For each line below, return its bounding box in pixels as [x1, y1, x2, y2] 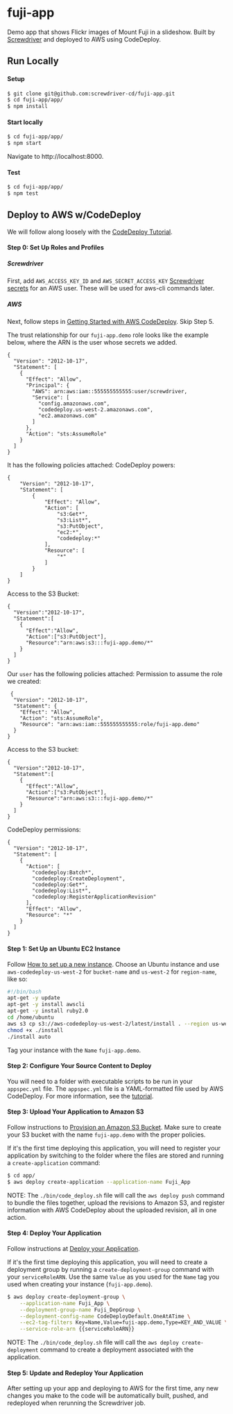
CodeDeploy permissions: [7, 825, 81, 834]
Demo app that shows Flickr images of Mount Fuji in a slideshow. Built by [7, 28, 216, 36]
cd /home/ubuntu [7, 1014, 54, 1021]
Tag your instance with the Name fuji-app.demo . [7, 1046, 141, 1054]
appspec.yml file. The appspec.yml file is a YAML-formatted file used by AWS [7, 1084, 224, 1093]
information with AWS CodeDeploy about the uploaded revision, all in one [7, 1205, 217, 1214]
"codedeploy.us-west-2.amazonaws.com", [37, 406, 154, 413]
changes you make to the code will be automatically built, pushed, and [7, 1392, 209, 1400]
